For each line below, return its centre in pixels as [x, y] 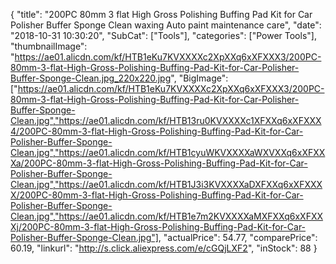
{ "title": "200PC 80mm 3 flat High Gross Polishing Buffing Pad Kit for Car [161, 14]
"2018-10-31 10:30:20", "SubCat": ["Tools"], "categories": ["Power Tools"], [163, 35]
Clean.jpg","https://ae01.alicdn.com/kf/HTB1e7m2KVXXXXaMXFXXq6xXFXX [167, 216]
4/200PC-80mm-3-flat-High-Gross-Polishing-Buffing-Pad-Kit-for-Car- [157, 131]
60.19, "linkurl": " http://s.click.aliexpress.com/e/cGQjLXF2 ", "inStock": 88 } [164, 248]
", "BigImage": [199, 78]
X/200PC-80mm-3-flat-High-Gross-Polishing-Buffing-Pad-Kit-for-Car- [157, 195]
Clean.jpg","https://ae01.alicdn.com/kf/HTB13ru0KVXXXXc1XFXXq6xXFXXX [166, 120]
